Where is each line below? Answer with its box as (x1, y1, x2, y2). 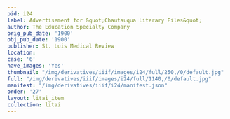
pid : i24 (7, 10, 33, 17)
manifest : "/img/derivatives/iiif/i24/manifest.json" (7, 82, 168, 89)
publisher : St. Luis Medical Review (7, 43, 114, 50)
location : (7, 50, 36, 57)
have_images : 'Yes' (7, 62, 65, 69)
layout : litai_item (7, 95, 65, 102)
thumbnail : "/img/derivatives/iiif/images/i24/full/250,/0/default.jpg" (7, 69, 224, 76)
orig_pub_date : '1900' (7, 29, 74, 37)
